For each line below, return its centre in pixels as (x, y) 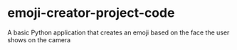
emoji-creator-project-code (91, 13)
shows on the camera (39, 39)
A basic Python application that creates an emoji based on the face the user (118, 32)
